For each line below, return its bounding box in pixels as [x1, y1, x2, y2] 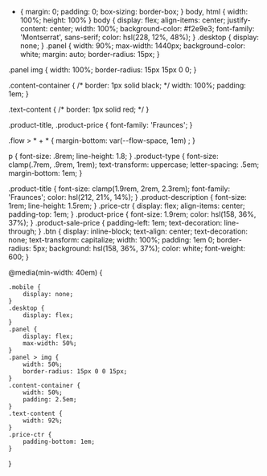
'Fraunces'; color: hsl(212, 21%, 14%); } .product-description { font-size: [8, 193, 247, 201]
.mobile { [8, 283, 42, 291]
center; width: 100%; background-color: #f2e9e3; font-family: [49, 24, 255, 33]
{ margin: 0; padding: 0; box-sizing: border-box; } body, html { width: [19, 7, 249, 16]
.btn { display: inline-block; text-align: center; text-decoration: [43, 226, 248, 236]
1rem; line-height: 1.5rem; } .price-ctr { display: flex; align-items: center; [8, 201, 245, 210]
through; [8, 226, 37, 236]
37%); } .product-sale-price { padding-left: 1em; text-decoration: [8, 218, 223, 227]
